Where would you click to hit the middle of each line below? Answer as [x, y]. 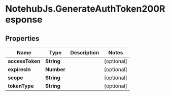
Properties [22, 38]
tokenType [21, 86]
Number [55, 69]
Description [85, 53]
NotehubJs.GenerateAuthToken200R [85, 9]
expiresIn [19, 69]
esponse [24, 20]
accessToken [24, 61]
